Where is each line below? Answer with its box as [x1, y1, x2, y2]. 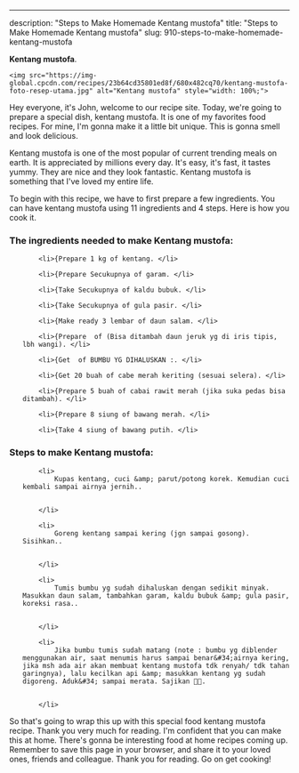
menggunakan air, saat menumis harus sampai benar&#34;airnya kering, [21, 653, 290, 663]
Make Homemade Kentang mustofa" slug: [9, 28, 163, 37]
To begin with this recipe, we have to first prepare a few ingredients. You [9, 193, 276, 204]
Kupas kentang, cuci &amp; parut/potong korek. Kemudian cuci [54, 474, 290, 483]
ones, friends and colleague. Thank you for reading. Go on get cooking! [9, 753, 271, 764]
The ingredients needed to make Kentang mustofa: [9, 234, 234, 246]
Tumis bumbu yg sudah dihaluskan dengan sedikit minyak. [54, 584, 270, 592]
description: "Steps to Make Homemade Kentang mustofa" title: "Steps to [9, 18, 279, 28]
